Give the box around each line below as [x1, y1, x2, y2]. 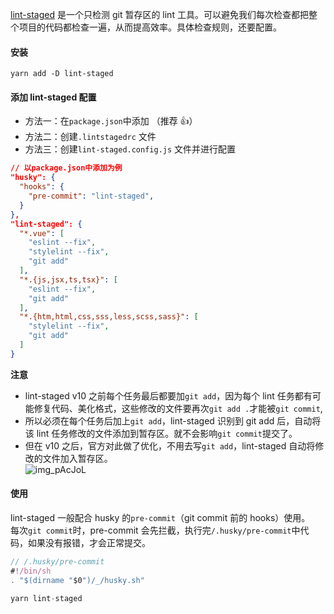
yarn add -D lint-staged [10, 69, 114, 79]
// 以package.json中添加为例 [10, 163, 123, 173]
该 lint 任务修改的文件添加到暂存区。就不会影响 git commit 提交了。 [24, 427, 298, 439]
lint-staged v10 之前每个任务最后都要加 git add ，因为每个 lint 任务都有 [24, 389, 313, 402]
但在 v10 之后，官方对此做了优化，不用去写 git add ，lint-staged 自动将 [24, 439, 316, 452]
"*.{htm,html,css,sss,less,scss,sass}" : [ [19, 312, 199, 322]
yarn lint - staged [10, 593, 83, 603]
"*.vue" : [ [19, 228, 65, 238]
